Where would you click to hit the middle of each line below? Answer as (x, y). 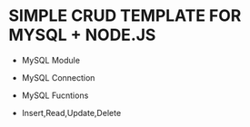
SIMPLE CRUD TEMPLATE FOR (125, 16)
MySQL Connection (58, 77)
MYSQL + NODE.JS (82, 35)
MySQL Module (51, 60)
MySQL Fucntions (55, 95)
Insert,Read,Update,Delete (71, 112)
